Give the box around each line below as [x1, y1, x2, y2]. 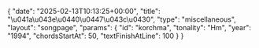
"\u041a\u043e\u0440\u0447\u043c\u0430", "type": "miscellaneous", [7, 15, 237, 24]
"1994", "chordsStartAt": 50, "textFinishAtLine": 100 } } [7, 31, 184, 40]
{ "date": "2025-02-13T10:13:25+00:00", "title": [7, 7, 161, 15]
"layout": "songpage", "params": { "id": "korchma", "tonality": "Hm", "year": [7, 23, 251, 32]
